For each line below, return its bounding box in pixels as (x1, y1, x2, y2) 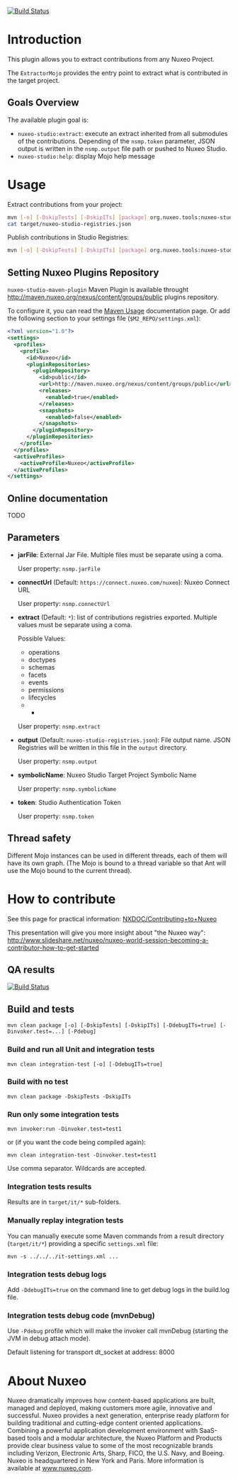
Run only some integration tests (7, 1109, 120, 1119)
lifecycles (28, 693, 57, 702)
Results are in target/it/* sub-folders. (7, 1198, 121, 1206)
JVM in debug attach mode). (7, 1334, 91, 1343)
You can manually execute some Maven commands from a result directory (7, 1232, 225, 1240)
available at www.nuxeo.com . (7, 1464, 93, 1473)
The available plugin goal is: (7, 116, 89, 124)
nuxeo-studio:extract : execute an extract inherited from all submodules (17, 129, 228, 137)
